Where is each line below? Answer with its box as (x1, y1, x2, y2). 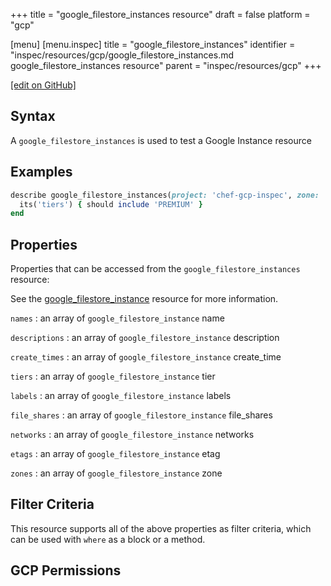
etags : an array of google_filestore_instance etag (10, 448, 221, 460)
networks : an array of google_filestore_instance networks (10, 429, 255, 441)
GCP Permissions (10, 562, 122, 579)
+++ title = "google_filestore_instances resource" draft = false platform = (10, 9, 311, 20)
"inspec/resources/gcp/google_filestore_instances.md (10, 49, 235, 61)
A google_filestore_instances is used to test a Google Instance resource (10, 134, 312, 146)
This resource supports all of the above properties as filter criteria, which (10, 522, 312, 534)
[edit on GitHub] (10, 79, 77, 91)
